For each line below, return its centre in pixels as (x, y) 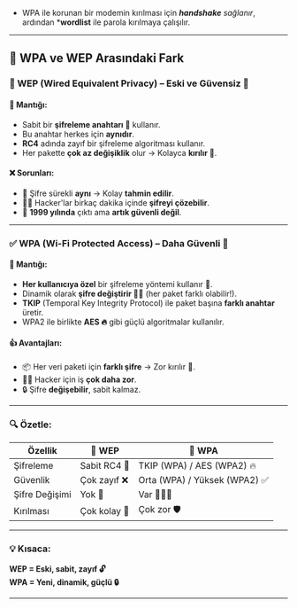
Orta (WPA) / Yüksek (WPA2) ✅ (204, 480)
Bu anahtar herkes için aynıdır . (78, 134)
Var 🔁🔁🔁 (155, 495)
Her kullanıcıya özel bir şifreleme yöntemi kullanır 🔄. (117, 284)
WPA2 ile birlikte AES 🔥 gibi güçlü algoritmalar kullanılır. (123, 322)
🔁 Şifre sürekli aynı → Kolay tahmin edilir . (98, 193)
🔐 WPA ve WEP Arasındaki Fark (97, 58)
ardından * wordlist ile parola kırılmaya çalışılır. (106, 22)
